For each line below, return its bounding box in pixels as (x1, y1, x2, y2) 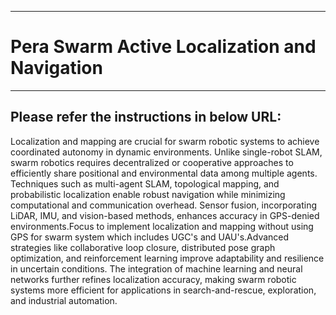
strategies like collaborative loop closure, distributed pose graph (10, 241, 276, 253)
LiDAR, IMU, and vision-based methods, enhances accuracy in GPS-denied (10, 209, 320, 221)
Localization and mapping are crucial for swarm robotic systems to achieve (10, 135, 320, 147)
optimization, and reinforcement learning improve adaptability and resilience (10, 252, 325, 264)
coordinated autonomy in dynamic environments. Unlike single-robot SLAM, (10, 146, 323, 158)
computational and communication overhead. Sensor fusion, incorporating (10, 199, 318, 211)
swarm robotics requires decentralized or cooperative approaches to (10, 156, 294, 168)
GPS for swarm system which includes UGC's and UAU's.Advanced (10, 231, 290, 243)
